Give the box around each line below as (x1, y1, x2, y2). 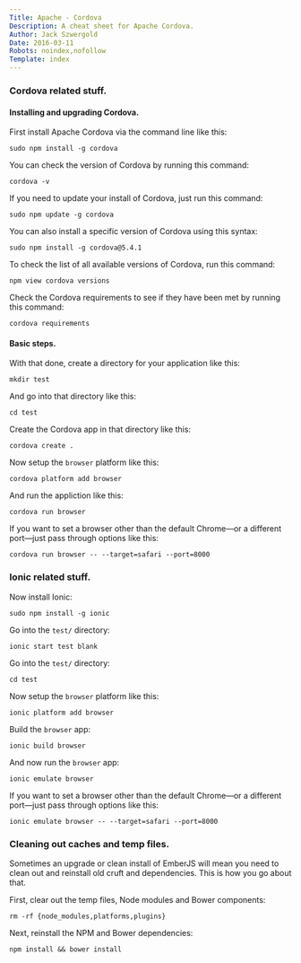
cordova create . (9, 442, 74, 451)
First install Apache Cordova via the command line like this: (9, 127, 228, 137)
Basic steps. (9, 337, 56, 348)
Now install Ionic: (9, 591, 73, 602)
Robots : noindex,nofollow (9, 47, 106, 56)
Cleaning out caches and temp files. (9, 837, 170, 850)
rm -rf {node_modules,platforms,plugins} (9, 912, 167, 921)
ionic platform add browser (9, 708, 115, 717)
